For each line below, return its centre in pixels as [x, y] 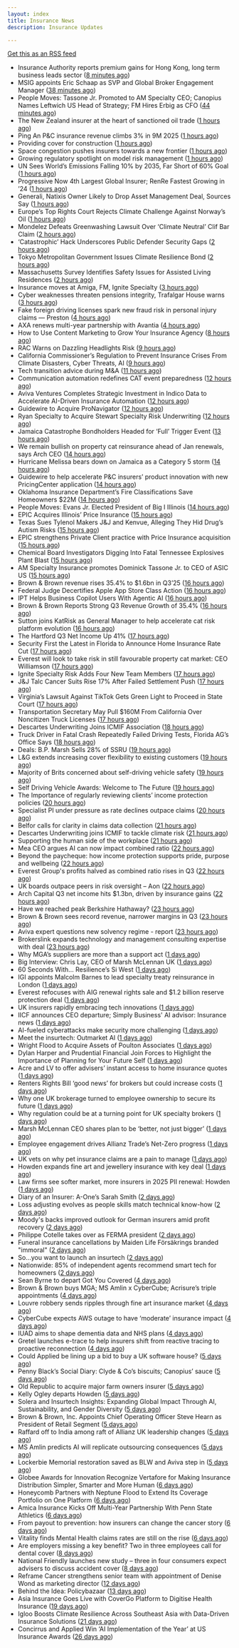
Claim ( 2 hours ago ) [47, 234]
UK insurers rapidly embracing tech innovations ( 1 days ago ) [106, 1007]
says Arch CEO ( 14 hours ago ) [62, 454]
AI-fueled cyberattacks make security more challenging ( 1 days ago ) [118, 1030]
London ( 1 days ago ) [48, 985]
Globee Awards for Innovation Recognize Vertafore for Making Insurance [124, 1477]
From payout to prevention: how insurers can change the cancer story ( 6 [124, 1523]
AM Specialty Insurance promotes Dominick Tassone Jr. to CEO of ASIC [123, 568]
